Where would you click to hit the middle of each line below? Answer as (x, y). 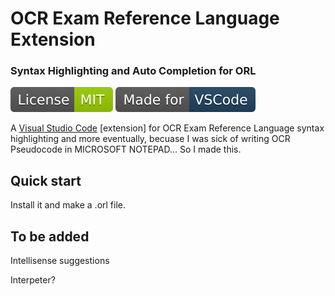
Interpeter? (33, 280)
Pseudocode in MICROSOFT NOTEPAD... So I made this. (126, 149)
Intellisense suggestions (60, 261)
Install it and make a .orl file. (68, 205)
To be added (50, 236)
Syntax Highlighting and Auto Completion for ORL (133, 71)
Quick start (46, 180)
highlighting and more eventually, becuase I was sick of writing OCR (150, 139)
